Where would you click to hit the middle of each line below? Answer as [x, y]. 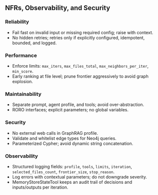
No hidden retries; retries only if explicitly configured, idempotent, [78, 37]
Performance [21, 55]
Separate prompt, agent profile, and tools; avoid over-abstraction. [78, 105]
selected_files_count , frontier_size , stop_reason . [63, 172]
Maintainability [23, 94]
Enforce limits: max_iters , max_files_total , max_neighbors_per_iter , [80, 66]
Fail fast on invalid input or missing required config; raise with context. [83, 32]
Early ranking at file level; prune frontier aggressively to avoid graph [80, 76]
